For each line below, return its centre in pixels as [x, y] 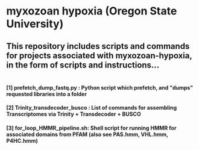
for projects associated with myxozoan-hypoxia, [99, 55]
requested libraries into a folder [47, 94]
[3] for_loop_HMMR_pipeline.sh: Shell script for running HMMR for [91, 128]
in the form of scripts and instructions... [83, 65]
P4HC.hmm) [22, 140]
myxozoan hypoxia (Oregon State [92, 11]
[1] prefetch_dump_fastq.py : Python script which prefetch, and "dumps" [100, 87]
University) [35, 24]
